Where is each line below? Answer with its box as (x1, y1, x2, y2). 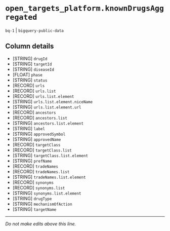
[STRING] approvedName (12, 136, 61, 142)
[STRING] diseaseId (12, 66, 55, 72)
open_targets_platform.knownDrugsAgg (5, 4, 164, 13)
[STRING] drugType (12, 195, 52, 201)
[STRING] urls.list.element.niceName (12, 98, 93, 104)
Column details (5, 42, 54, 51)
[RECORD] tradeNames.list (12, 168, 70, 174)
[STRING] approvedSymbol (12, 131, 66, 137)
